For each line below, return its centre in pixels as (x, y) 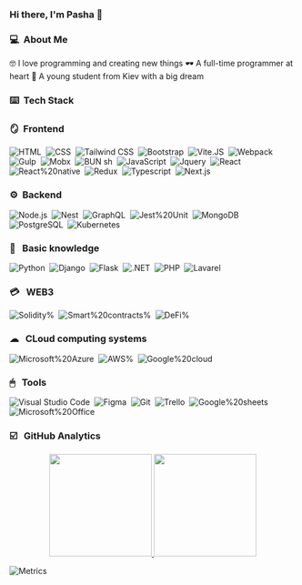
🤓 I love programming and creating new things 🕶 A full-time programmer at (151, 64)
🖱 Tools (28, 382)
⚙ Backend (35, 195)
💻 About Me (39, 39)
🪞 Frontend (37, 129)
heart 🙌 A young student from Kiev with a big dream (107, 76)
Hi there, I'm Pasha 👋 (56, 15)
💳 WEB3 (32, 292)
